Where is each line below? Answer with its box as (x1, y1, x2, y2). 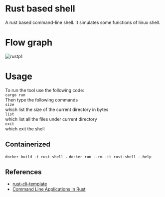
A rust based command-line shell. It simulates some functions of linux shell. (5, 19, 161, 25)
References (5, 168, 42, 177)
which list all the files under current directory (5, 116, 97, 122)
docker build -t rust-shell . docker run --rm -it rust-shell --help (5, 154, 152, 159)
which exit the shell (5, 125, 45, 132)
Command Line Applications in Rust (12, 186, 86, 192)
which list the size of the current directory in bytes (5, 106, 109, 112)
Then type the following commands (5, 97, 78, 102)
